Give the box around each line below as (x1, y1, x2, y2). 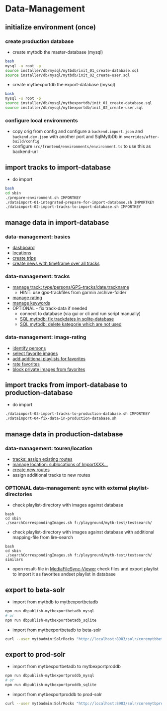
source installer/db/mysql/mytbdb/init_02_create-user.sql (5, 73, 130, 78)
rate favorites (12, 361, 40, 367)
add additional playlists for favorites (12, 355, 86, 361)
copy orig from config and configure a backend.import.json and (12, 128, 143, 135)
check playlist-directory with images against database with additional (12, 529, 155, 535)
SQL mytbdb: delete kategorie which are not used (19, 321, 122, 327)
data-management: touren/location (5, 445, 93, 452)
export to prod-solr (5, 650, 66, 659)
